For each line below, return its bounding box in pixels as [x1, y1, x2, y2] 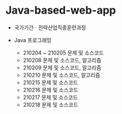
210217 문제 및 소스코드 [23, 93, 78, 101]
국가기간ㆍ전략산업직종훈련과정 [14, 24, 86, 31]
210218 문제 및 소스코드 [23, 101, 78, 108]
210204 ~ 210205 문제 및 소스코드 [23, 49, 104, 56]
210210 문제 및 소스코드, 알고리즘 [23, 71, 101, 78]
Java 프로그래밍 [14, 36, 52, 43]
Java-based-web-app [5, 4, 116, 17]
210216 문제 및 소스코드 [23, 86, 78, 93]
